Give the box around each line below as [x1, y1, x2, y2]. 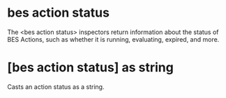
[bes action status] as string [7, 60, 174, 76]
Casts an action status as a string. [7, 82, 105, 91]
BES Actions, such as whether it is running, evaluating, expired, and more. [7, 35, 220, 43]
